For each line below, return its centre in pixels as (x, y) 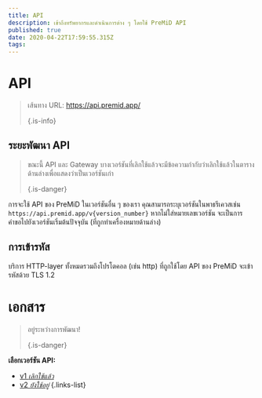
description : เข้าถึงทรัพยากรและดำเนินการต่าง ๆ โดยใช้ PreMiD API (97, 23)
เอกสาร (27, 307)
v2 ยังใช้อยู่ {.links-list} (53, 385)
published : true (35, 30)
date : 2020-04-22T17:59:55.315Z (61, 37)
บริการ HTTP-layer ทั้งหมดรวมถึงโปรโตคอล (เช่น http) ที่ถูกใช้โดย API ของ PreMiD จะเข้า (131, 266)
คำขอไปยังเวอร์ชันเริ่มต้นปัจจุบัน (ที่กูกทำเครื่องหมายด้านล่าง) (85, 221)
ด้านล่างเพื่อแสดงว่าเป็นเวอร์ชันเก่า (70, 173)
